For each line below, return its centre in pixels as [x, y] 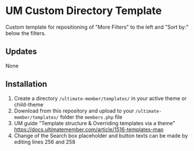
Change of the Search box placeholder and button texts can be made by [101, 135]
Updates [21, 52]
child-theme [29, 104]
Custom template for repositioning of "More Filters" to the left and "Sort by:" [97, 27]
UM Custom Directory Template [84, 11]
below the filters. [26, 33]
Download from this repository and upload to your [74, 111]
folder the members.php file [91, 117]
